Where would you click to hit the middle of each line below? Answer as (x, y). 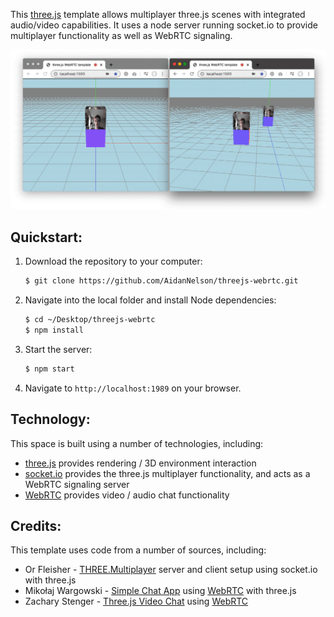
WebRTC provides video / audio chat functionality (127, 495)
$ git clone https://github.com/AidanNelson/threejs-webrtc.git (161, 281)
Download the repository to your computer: (113, 261)
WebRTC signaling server (77, 484)
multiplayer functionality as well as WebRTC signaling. (121, 35)
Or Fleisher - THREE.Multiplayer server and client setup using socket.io (171, 570)
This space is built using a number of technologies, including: (137, 443)
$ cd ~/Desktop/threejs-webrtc (90, 320)
